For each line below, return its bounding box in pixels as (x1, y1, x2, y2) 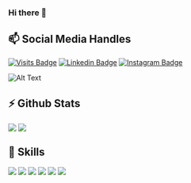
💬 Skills (8, 146, 45, 159)
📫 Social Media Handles (8, 32, 132, 46)
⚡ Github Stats (8, 97, 81, 110)
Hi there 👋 (8, 7, 48, 18)
